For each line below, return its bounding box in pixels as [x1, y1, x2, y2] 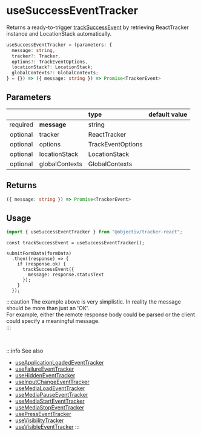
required [9, 120, 34, 129]
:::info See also [6, 347, 44, 354]
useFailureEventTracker [15, 365, 74, 373]
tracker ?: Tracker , [12, 53, 61, 59]
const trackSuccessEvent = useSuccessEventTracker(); [6, 240, 145, 246]
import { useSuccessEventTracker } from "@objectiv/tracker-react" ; [6, 229, 183, 235]
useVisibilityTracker [15, 417, 64, 424]
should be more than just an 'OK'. [6, 305, 90, 312]
